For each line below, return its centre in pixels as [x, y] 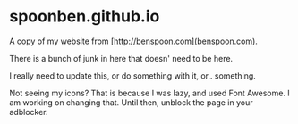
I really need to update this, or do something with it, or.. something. [133, 75]
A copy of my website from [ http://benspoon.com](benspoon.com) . [133, 41]
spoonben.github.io [85, 17]
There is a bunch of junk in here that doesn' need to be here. [121, 58]
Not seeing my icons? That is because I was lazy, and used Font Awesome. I [150, 93]
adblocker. [29, 112]
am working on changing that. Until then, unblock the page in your [131, 102]
